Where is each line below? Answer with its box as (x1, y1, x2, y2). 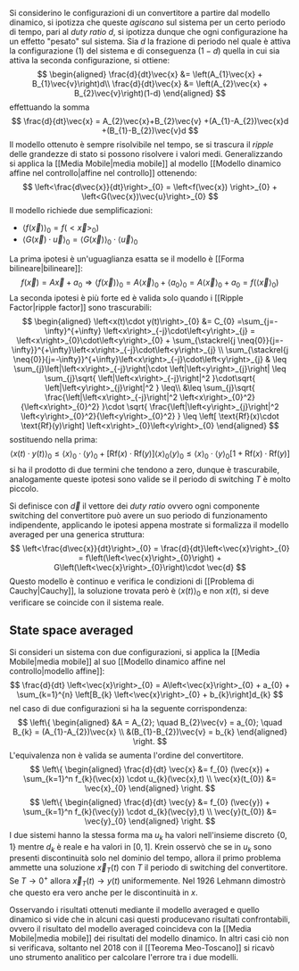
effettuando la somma (9, 102, 90, 112)
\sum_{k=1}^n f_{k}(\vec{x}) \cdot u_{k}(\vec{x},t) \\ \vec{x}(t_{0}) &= (23, 773, 277, 784)
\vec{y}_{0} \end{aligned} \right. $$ (84, 816, 216, 826)
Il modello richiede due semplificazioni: (9, 205, 154, 215)
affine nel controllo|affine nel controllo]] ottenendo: (9, 168, 198, 178)
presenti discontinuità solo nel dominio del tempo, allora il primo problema (9, 852, 281, 864)
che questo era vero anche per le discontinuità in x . (9, 887, 198, 898)
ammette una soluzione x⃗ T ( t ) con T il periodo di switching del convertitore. (9, 862, 288, 876)
